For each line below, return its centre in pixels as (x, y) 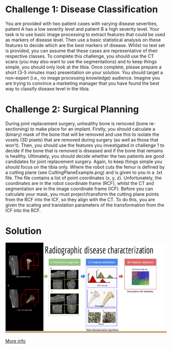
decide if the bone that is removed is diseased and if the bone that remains (84, 150)
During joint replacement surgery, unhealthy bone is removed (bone (77, 123)
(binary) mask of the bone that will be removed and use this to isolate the (82, 134)
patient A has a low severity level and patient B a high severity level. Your (82, 29)
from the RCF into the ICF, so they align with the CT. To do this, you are (80, 199)
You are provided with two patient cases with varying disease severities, (81, 24)
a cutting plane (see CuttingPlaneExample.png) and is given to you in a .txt (84, 172)
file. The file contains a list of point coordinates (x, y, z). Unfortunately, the (84, 178)
